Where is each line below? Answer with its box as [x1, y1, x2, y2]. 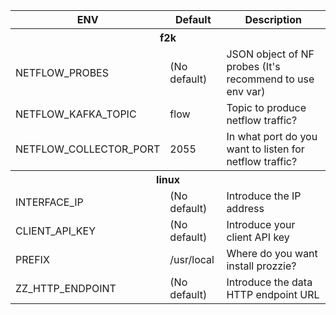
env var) [226, 85, 266, 98]
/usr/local [169, 253, 215, 266]
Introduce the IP [226, 189, 302, 203]
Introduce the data [226, 275, 313, 289]
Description [244, 13, 302, 26]
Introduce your [226, 218, 296, 231]
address [226, 202, 265, 215]
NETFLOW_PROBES [15, 66, 109, 79]
